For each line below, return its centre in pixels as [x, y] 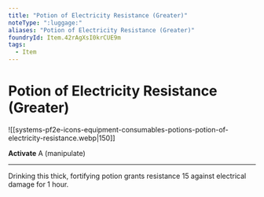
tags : [17, 45]
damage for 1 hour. [38, 184]
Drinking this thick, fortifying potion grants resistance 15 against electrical [127, 176]
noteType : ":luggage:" [45, 23]
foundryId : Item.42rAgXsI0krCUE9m [65, 37]
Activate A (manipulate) [47, 153]
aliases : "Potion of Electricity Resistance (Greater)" [101, 30]
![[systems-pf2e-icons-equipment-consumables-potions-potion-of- [119, 129]
